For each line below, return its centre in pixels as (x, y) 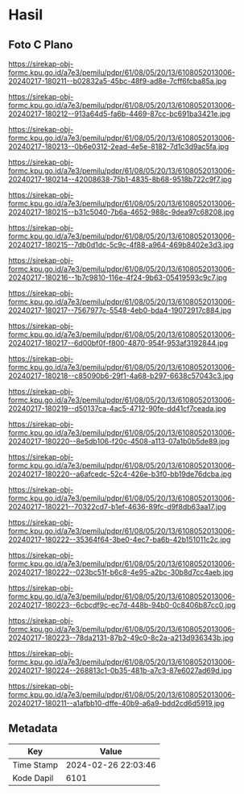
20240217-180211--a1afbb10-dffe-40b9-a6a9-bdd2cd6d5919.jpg (117, 703)
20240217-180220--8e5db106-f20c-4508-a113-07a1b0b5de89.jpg (119, 441)
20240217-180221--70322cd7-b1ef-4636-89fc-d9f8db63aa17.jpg (118, 507)
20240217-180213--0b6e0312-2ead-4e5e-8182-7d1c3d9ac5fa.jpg (119, 146)
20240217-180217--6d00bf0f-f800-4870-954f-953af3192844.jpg (118, 343)
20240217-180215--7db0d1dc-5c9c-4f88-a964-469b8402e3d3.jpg (121, 245)
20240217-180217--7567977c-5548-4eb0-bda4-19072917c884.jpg (120, 310)
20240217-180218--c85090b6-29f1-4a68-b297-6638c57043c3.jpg (121, 376)
